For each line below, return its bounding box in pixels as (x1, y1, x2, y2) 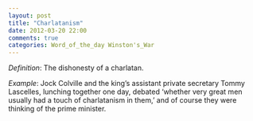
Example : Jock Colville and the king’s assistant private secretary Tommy (8, 79, 245, 88)
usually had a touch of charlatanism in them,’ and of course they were (8, 96, 237, 105)
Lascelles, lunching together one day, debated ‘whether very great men (8, 87, 243, 96)
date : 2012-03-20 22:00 (8, 26, 88, 34)
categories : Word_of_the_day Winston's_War (8, 41, 155, 49)
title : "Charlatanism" (8, 19, 84, 27)
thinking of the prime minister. (8, 104, 107, 114)
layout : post (8, 11, 52, 20)
